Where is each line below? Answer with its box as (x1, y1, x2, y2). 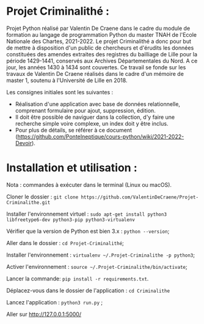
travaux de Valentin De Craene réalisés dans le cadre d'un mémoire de (6, 70, 184, 77)
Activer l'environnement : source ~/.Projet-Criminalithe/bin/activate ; (6, 263, 188, 270)
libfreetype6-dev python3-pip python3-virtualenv (6, 216, 136, 223)
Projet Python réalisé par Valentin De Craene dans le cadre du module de (6, 24, 191, 32)
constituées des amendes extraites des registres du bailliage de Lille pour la (6, 50, 197, 58)
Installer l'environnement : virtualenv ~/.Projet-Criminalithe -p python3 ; (6, 251, 195, 258)
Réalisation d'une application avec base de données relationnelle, (15, 100, 180, 108)
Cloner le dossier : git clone (6, 193, 79, 200)
